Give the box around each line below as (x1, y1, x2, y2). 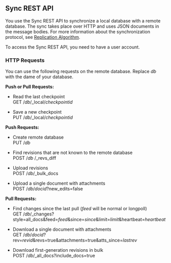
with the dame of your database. (5, 74, 74, 80)
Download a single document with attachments (12, 226, 111, 232)
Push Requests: (5, 124, 40, 130)
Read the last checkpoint (12, 94, 65, 100)
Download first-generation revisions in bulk (12, 247, 103, 253)
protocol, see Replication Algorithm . (5, 34, 80, 40)
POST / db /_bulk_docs (12, 170, 59, 177)
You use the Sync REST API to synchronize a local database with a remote (5, 17, 161, 24)
